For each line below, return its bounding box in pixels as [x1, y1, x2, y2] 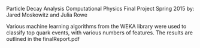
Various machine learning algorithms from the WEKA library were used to [6, 23, 187, 30]
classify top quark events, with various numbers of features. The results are [6, 29, 193, 36]
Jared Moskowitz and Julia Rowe [6, 11, 88, 18]
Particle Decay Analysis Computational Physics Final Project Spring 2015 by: [6, 5, 195, 12]
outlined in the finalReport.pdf [6, 36, 80, 42]
